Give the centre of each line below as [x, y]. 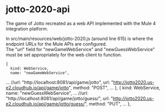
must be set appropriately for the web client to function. [64, 55]
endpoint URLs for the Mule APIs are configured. [56, 44]
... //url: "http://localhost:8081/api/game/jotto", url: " [59, 82]
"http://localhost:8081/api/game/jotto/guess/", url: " [59, 98]
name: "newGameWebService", [40, 73]
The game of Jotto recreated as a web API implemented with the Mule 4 [81, 23]
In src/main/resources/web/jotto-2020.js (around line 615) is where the [79, 39]
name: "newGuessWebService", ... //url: [47, 93]
